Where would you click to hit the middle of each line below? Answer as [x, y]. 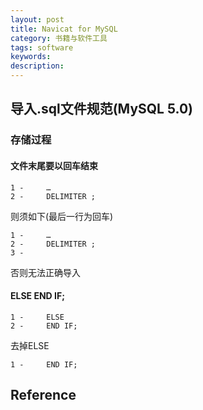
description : [37, 66]
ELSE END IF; [37, 296]
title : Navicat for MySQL [64, 29]
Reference [43, 395]
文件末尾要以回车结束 [54, 165]
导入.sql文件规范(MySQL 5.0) [102, 109]
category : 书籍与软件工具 [59, 38]
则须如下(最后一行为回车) [62, 216]
